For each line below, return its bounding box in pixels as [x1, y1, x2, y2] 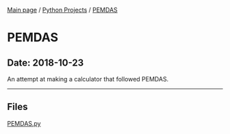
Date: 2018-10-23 [7, 57, 84, 68]
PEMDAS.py [7, 119, 41, 127]
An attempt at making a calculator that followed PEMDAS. [7, 75, 169, 83]
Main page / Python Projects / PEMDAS [7, 6, 118, 14]
